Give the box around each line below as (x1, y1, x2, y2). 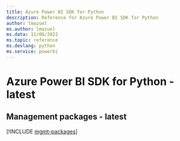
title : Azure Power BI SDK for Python (6, 9, 104, 15)
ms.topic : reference (6, 37, 59, 43)
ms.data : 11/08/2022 (6, 32, 59, 38)
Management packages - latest (6, 112, 127, 122)
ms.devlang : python (6, 43, 56, 49)
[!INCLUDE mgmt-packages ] (6, 128, 78, 135)
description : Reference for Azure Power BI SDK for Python (6, 15, 159, 21)
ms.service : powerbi (6, 49, 59, 55)
